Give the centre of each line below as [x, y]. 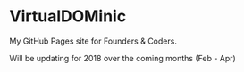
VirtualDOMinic [68, 16]
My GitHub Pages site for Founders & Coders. [93, 41]
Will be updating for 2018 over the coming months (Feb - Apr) [123, 58]
